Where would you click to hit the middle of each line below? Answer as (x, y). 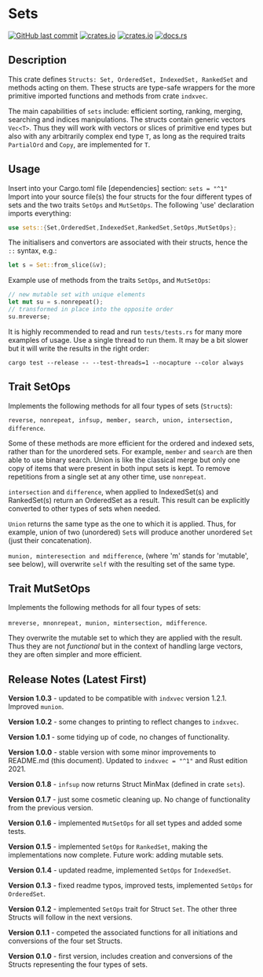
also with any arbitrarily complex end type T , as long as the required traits (127, 136)
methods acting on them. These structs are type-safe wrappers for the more (132, 87)
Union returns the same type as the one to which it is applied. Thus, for (122, 523)
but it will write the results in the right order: (79, 348)
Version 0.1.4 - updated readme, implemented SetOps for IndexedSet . (120, 870)
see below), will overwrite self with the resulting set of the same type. (122, 564)
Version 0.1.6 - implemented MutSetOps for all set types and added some (125, 823)
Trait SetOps (39, 387)
